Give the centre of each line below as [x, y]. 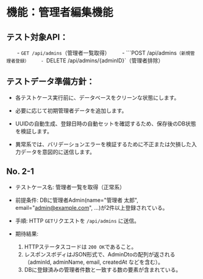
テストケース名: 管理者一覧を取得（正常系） [70, 187]
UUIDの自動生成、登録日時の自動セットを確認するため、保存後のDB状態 [105, 124]
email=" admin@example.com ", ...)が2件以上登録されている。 [91, 207]
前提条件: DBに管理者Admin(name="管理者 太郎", [77, 200]
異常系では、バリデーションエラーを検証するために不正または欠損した [103, 144]
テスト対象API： [37, 37]
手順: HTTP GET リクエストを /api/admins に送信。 [77, 220]
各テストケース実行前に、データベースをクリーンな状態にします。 [97, 97]
